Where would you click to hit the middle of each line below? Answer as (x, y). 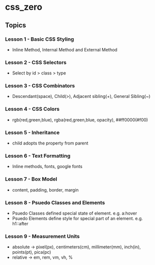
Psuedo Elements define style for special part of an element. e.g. (77, 218)
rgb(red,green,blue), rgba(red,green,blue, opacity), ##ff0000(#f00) (80, 120)
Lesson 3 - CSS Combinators (40, 86)
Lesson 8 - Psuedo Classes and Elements (55, 202)
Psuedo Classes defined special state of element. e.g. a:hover (75, 213)
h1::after (20, 223)
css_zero (24, 7)
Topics (16, 25)
